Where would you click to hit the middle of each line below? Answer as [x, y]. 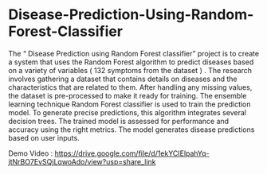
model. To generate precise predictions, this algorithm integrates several [128, 112]
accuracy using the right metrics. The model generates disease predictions [132, 130]
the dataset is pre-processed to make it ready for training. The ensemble [128, 95]
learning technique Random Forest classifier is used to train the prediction [130, 104]
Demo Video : [31, 153]
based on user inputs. [44, 137]
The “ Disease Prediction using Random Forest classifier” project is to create [134, 53]
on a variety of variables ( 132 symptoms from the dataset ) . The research [130, 70]
